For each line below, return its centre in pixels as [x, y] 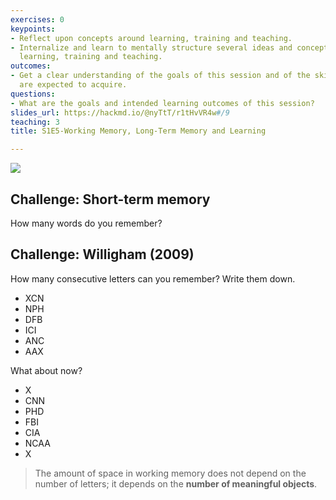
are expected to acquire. [73, 85]
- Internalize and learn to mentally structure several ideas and [151, 47]
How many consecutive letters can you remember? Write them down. [153, 278]
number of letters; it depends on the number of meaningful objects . [176, 483]
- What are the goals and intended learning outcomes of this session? [162, 103]
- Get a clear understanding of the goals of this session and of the [160, 76]
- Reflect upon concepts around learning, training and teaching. [151, 38]
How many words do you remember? [86, 223]
